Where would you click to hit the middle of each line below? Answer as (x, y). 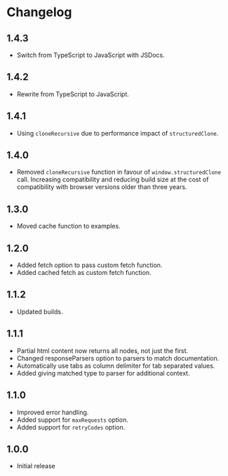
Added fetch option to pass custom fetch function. (89, 265)
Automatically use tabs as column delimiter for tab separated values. (116, 366)
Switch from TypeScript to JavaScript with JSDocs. (91, 55)
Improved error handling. (53, 412)
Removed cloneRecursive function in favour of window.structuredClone (119, 172)
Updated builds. (40, 311)
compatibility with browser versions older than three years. (102, 187)
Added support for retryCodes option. (71, 427)
